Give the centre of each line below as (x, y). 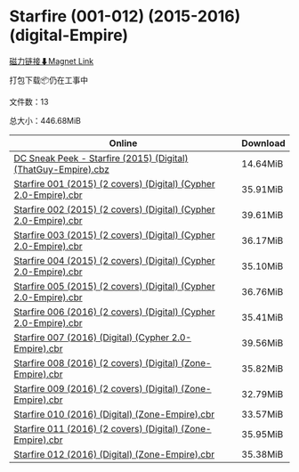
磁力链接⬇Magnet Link (52, 61)
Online (123, 142)
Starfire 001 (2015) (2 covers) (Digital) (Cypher (114, 183)
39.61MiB (263, 215)
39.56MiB (263, 343)
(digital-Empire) (69, 35)
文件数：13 (29, 102)
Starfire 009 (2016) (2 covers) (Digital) (96, 388)
